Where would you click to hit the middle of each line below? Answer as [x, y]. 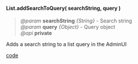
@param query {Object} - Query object [68, 27]
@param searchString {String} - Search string [76, 21]
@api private [36, 33]
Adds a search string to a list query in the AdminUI [66, 44]
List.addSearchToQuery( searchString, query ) [63, 8]
